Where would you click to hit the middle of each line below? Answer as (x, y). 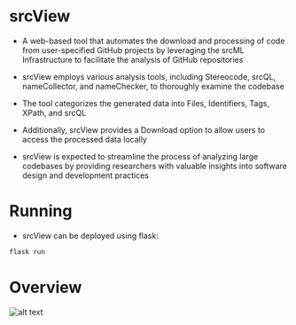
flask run (27, 251)
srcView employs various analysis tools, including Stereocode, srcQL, (149, 76)
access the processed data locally (85, 139)
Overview (46, 287)
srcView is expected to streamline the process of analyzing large (140, 156)
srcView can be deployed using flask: (90, 236)
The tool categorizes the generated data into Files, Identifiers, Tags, (146, 103)
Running (41, 211)
